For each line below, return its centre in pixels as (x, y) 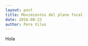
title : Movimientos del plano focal (44, 15)
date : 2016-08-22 (24, 19)
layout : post (19, 10)
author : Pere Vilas (26, 24)
